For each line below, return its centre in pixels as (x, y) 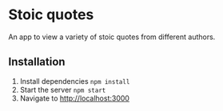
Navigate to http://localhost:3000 (75, 98)
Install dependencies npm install (75, 81)
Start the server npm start (63, 89)
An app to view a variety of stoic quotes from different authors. (112, 37)
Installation (37, 62)
